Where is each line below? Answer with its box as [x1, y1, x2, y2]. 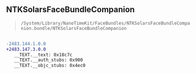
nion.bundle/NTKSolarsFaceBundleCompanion [20, 25, 127, 31]
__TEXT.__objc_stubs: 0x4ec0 [14, 63, 86, 69]
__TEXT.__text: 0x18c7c [14, 52, 73, 58]
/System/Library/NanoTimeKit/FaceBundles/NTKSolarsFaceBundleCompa [20, 20, 190, 26]
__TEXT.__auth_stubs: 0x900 [14, 57, 83, 63]
